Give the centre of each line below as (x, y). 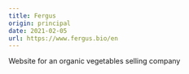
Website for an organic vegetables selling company (94, 61)
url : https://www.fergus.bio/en (63, 38)
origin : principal (40, 23)
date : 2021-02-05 (38, 31)
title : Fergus (33, 16)
